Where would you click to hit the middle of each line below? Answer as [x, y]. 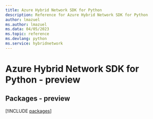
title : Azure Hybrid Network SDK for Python [54, 10]
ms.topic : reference [27, 34]
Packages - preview [38, 99]
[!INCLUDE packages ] [28, 111]
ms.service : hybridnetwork [34, 44]
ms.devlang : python [26, 39]
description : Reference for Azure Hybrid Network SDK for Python [76, 15]
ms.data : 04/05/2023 [27, 29]
